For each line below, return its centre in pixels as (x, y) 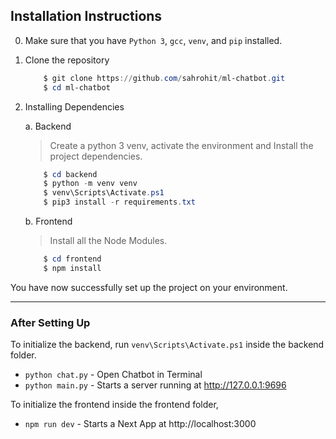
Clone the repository (67, 60)
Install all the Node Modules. (108, 241)
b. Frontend (48, 221)
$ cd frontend (72, 259)
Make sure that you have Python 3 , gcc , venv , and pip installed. (153, 40)
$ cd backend (70, 174)
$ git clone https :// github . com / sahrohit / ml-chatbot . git (164, 78)
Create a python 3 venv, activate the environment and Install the (181, 145)
